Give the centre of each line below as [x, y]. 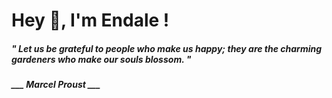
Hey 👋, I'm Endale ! [90, 20]
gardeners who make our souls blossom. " [101, 59]
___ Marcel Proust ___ [56, 85]
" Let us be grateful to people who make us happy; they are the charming [167, 48]
